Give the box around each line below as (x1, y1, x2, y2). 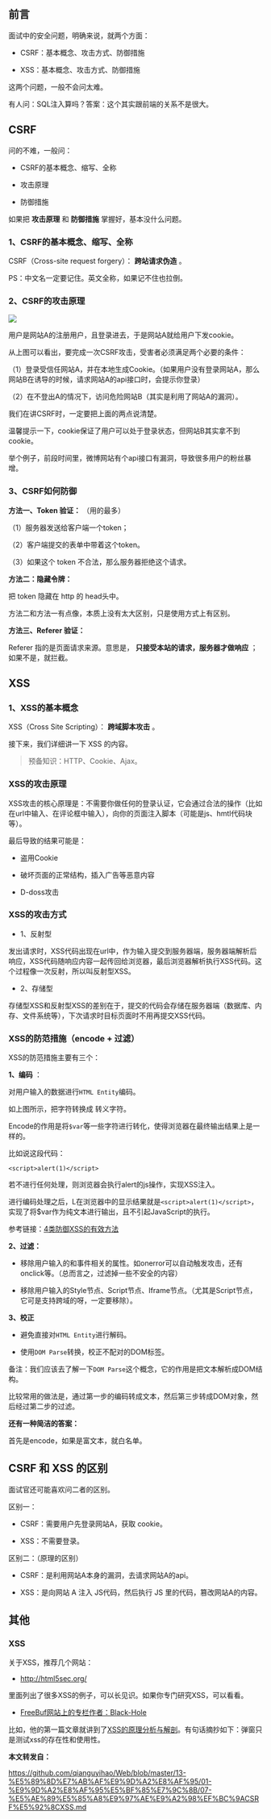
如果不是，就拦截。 (8, 653, 73, 662)
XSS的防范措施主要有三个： (8, 1053, 101, 1062)
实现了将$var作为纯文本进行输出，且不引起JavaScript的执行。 (8, 1207, 215, 1216)
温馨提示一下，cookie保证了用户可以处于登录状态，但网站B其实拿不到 (8, 426, 240, 436)
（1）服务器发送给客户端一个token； (8, 523, 129, 532)
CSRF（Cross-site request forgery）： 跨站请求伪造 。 (8, 256, 186, 265)
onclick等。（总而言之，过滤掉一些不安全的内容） (19, 1269, 182, 1279)
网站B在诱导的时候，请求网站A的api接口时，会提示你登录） (8, 374, 205, 385)
